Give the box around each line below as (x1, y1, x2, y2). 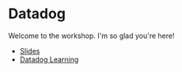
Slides (19, 46, 40, 55)
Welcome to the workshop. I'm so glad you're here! (8, 31, 175, 40)
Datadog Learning (19, 55, 79, 64)
